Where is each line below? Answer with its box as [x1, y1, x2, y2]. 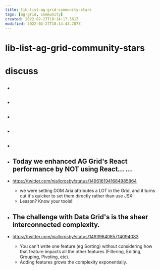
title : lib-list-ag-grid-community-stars [5, 7, 92, 12]
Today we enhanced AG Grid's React [12, 157, 128, 166]
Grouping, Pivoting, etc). [19, 254, 70, 260]
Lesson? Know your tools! [19, 198, 73, 204]
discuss [5, 65, 39, 77]
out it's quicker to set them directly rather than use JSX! [19, 193, 134, 199]
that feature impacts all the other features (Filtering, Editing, [19, 249, 142, 255]
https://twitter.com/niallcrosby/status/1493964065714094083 [12, 234, 139, 240]
